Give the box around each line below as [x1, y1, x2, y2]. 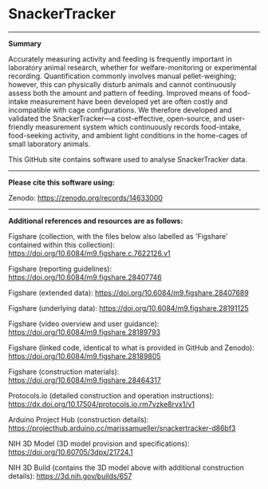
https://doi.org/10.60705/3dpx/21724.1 [8, 447, 133, 456]
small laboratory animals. [8, 139, 91, 149]
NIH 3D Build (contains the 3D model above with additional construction [8, 463, 245, 472]
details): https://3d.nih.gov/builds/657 [8, 471, 132, 480]
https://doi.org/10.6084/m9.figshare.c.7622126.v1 [8, 248, 171, 258]
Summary [8, 38, 41, 48]
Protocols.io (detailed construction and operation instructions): [8, 391, 215, 400]
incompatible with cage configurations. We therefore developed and [8, 105, 233, 114]
